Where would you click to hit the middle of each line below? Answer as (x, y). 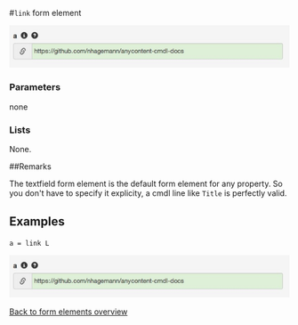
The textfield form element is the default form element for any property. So (146, 184)
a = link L (29, 243)
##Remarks (30, 167)
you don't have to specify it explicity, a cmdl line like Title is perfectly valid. (148, 193)
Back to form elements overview (68, 312)
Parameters (35, 87)
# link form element (45, 13)
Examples (37, 221)
